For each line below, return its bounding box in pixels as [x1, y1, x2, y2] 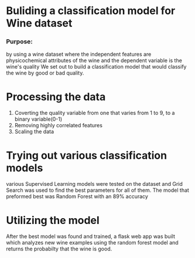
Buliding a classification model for [6, 4, 176, 18]
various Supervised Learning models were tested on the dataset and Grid [6, 181, 183, 188]
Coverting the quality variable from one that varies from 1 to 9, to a [14, 110, 175, 117]
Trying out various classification [6, 148, 167, 162]
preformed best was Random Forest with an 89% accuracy [6, 193, 148, 200]
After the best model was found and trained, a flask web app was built [6, 233, 176, 240]
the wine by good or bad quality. [6, 69, 84, 77]
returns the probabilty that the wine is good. [6, 245, 112, 253]
